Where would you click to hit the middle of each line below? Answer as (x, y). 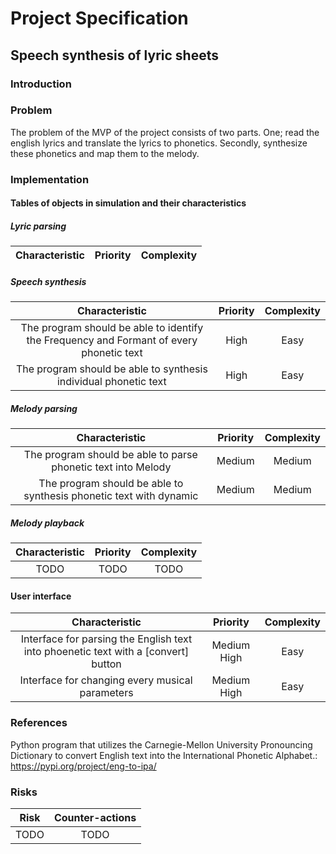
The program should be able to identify (112, 328)
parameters (106, 693)
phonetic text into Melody (111, 467)
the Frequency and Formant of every (112, 340)
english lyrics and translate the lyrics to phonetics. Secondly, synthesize (159, 143)
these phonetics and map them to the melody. (105, 153)
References (39, 723)
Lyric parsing (38, 226)
